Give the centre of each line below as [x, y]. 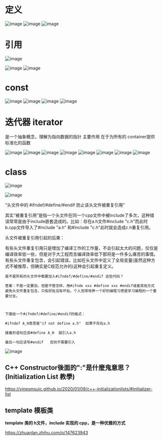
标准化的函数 [18, 143]
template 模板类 [29, 410]
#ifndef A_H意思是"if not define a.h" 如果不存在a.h [57, 323]
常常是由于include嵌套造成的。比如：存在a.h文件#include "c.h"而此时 [78, 221]
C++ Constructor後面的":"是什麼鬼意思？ [68, 368]
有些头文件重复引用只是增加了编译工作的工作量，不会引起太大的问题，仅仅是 [81, 248]
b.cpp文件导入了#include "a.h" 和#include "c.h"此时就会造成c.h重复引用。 [79, 227]
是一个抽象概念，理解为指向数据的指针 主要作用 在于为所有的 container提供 [80, 136]
